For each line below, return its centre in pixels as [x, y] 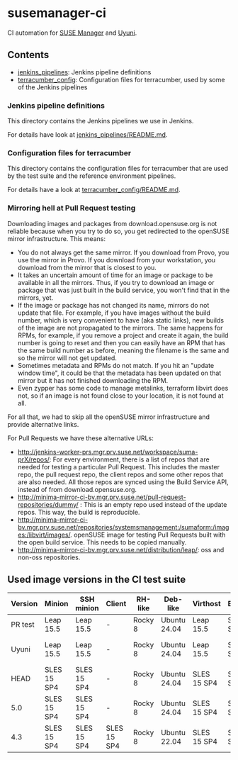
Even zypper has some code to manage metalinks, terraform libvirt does [123, 388]
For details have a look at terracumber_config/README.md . [94, 190]
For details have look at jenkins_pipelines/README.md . [87, 135]
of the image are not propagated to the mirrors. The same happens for [120, 328]
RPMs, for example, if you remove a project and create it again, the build [123, 335]
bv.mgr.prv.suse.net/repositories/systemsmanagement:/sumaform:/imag [123, 527]
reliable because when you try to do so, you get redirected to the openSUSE [118, 231]
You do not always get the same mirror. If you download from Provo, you [123, 252]
